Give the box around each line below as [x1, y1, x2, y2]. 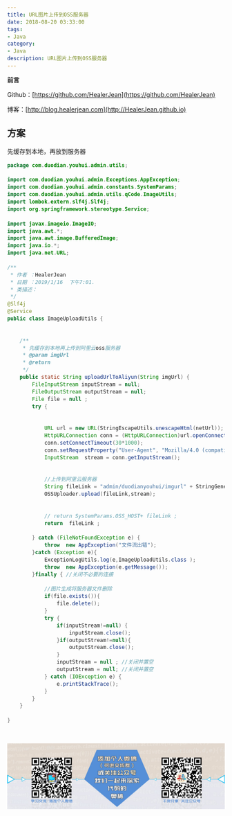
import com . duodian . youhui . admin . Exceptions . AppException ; [7, 177, 181, 184]
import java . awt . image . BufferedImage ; [7, 235, 119, 242]
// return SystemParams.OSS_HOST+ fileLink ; [43, 513, 177, 520]
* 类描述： [10, 286, 38, 293]
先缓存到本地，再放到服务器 [7, 147, 86, 155]
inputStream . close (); [68, 629, 131, 637]
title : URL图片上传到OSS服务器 [7, 11, 89, 18]
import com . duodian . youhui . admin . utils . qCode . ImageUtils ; [7, 191, 177, 198]
